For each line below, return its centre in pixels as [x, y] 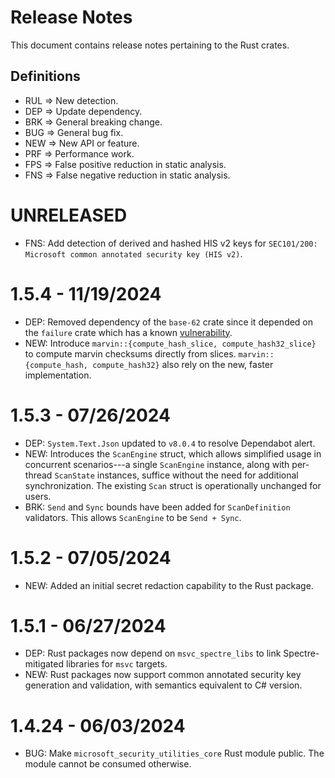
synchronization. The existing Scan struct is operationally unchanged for [173, 485]
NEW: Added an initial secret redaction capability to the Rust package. [169, 585]
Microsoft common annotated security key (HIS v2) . [133, 253]
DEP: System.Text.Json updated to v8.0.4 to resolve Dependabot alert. [170, 443]
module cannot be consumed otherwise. [108, 764]
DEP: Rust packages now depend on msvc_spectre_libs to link [153, 653]
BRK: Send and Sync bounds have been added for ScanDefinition [157, 507]
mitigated [44, 664]
